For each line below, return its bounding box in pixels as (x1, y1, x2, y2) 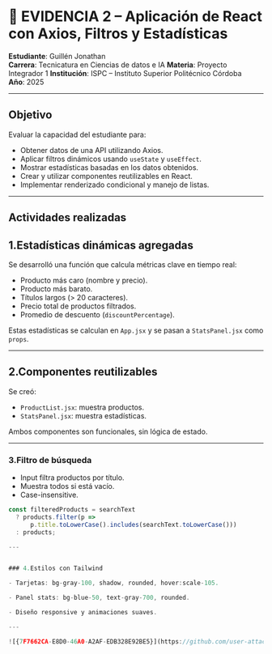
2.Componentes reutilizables (8, 365, 158, 379)
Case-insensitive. (19, 490, 79, 500)
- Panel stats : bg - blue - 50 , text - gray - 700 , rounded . (8, 594, 190, 602)
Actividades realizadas (8, 210, 127, 225)
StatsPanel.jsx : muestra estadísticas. (19, 410, 147, 420)
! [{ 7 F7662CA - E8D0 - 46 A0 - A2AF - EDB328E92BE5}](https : (8, 637, 183, 646)
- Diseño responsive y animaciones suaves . (8, 609, 158, 617)
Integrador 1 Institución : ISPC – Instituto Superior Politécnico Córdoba (8, 68, 242, 78)
